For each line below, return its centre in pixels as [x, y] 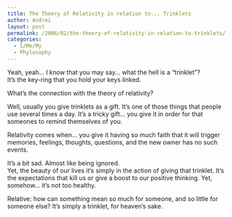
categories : [24, 40]
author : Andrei [29, 20]
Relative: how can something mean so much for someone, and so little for [113, 198]
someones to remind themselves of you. [65, 121]
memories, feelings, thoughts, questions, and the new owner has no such [113, 142]
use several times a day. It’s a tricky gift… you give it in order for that [105, 114]
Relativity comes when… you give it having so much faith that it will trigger [114, 135]
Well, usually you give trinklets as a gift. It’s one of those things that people [114, 106]
